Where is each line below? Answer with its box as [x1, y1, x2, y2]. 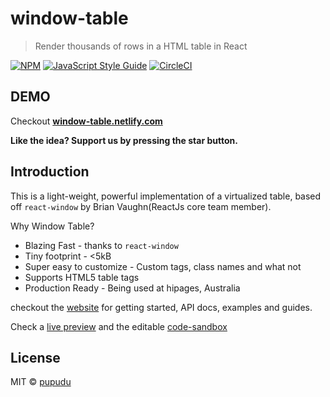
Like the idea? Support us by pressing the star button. [10, 134, 238, 146]
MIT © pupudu [10, 376, 72, 388]
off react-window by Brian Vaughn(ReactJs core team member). [10, 200, 272, 212]
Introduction [10, 163, 90, 181]
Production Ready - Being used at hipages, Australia [24, 282, 241, 294]
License [10, 349, 61, 366]
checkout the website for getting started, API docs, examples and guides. [10, 301, 313, 313]
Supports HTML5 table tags [24, 271, 140, 283]
